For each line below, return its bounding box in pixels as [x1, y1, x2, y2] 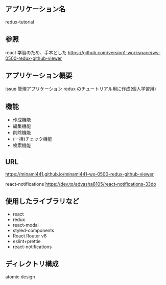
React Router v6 [12, 232, 47, 239]
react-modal [12, 222, 39, 228]
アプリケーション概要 [5, 71, 73, 80]
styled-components [12, 227, 55, 233]
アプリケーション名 [5, 5, 66, 14]
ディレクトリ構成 [5, 260, 59, 269]
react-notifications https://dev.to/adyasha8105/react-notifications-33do [5, 181, 157, 187]
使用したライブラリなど [5, 197, 79, 206]
